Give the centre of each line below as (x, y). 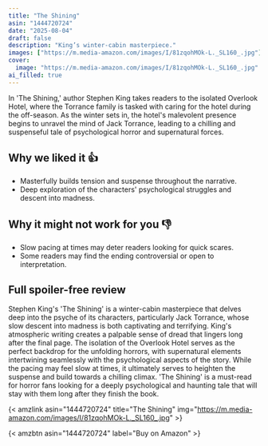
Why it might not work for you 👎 (90, 224)
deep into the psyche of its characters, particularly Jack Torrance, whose (129, 317)
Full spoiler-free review (67, 290)
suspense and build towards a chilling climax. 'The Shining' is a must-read (130, 377)
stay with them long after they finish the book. (84, 394)
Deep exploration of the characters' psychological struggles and (126, 189)
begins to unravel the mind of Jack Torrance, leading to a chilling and (122, 123)
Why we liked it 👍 (53, 158)
